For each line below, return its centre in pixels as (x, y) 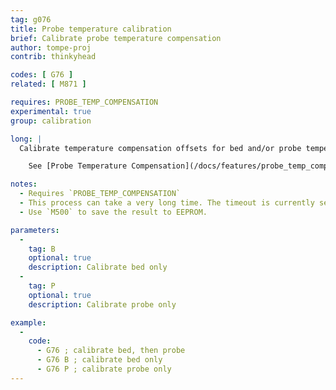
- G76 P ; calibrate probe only (104, 369)
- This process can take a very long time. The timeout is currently (167, 203)
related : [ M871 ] (48, 84)
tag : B (42, 249)
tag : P (42, 286)
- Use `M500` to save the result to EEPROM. (113, 212)
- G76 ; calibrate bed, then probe (111, 351)
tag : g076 (31, 19)
